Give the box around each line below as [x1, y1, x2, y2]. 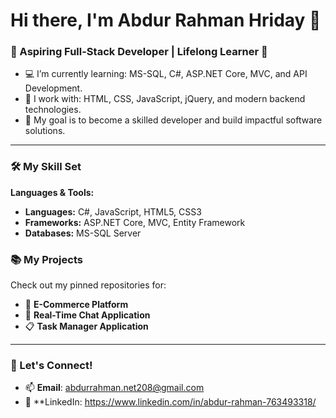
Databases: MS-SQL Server [24, 227, 142, 239]
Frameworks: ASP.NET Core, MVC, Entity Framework [24, 216, 246, 228]
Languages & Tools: [10, 186, 95, 198]
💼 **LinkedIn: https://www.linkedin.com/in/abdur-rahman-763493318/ [24, 396, 317, 408]
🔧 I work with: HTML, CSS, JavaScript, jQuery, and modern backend [24, 93, 306, 105]
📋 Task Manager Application [24, 320, 149, 333]
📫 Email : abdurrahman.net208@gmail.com [24, 382, 205, 394]
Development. [24, 82, 83, 94]
